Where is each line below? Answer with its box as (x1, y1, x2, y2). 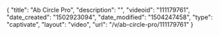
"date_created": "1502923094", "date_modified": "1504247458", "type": (6, 13, 213, 21)
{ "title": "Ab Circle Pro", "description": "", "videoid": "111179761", (6, 6, 191, 14)
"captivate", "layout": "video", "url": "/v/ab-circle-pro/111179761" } (6, 21, 194, 28)
